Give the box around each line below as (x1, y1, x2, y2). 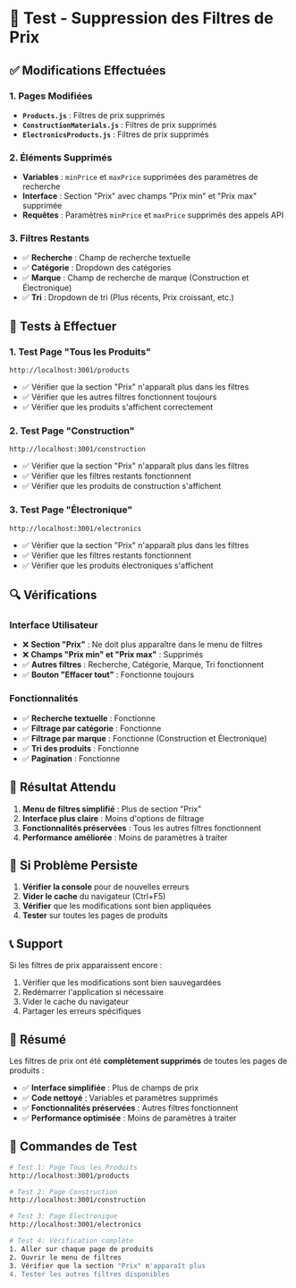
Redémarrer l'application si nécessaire (21, 987, 165, 998)
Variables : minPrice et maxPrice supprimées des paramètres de (21, 172, 258, 183)
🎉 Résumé (9, 1032, 67, 1047)
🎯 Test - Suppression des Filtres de (9, 8, 275, 29)
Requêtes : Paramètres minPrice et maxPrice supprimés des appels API (21, 210, 284, 220)
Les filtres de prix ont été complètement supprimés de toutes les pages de (9, 1055, 288, 1066)
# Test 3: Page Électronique (9, 1212, 118, 1221)
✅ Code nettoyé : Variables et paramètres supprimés (21, 1092, 219, 1103)
